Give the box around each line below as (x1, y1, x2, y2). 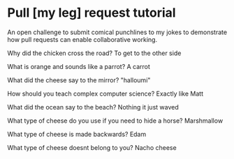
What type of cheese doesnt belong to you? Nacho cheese (7, 143, 177, 151)
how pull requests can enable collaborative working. (7, 35, 158, 43)
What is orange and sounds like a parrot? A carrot (7, 62, 150, 70)
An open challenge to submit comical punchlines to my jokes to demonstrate (7, 28, 228, 36)
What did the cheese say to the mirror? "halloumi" (7, 75, 151, 84)
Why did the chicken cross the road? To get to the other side (7, 49, 182, 57)
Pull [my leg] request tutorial (7, 5, 176, 21)
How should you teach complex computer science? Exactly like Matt (7, 89, 204, 98)
